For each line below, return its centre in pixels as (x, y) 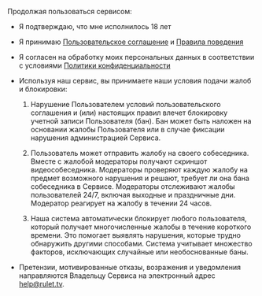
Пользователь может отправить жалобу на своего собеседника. (140, 153)
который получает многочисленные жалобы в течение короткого (141, 227)
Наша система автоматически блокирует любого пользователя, (138, 218)
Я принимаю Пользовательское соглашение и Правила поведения (131, 42)
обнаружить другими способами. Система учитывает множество (141, 244)
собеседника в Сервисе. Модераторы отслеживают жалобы (133, 187)
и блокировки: (43, 89)
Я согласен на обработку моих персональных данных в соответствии (137, 57)
